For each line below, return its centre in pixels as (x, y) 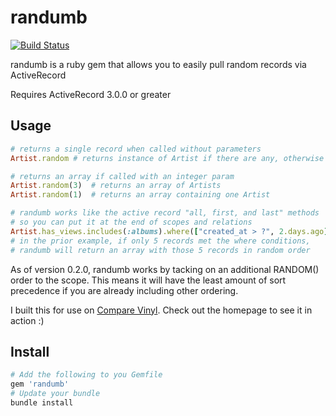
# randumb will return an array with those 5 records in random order (160, 250)
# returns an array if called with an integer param (122, 176)
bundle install (42, 402)
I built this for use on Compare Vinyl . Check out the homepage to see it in (161, 310)
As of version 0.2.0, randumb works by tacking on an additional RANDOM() (165, 269)
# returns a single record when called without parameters (136, 149)
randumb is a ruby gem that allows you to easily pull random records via (158, 64)
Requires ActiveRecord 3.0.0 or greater (91, 94)
